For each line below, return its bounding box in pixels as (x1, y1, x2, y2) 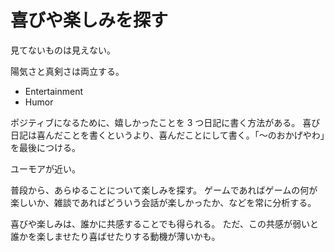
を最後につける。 (10, 141, 81, 153)
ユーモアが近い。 (10, 162, 81, 175)
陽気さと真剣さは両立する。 (10, 65, 125, 77)
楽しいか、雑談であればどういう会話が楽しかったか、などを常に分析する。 (10, 196, 317, 208)
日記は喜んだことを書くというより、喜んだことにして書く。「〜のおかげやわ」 (10, 129, 325, 141)
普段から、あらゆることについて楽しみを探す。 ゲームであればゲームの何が (10, 184, 318, 196)
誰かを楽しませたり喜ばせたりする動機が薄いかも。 (10, 230, 221, 242)
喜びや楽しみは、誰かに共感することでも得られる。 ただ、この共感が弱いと (10, 217, 320, 230)
